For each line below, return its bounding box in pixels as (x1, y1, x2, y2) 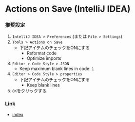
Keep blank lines (26, 82, 60, 88)
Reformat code (26, 50, 57, 56)
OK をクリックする (12, 88, 47, 94)
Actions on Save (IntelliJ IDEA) (5, 3, 131, 15)
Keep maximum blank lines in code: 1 (19, 66, 94, 71)
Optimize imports (26, 55, 61, 61)
